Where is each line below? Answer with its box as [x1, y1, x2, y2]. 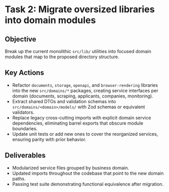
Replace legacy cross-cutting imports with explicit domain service [12, 114, 151, 121]
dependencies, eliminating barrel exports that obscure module [12, 120, 143, 126]
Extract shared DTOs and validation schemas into [12, 98, 116, 104]
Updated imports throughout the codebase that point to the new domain [12, 170, 164, 176]
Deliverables [5, 151, 46, 160]
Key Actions [5, 68, 44, 77]
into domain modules [5, 14, 96, 26]
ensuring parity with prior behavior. [12, 136, 86, 142]
